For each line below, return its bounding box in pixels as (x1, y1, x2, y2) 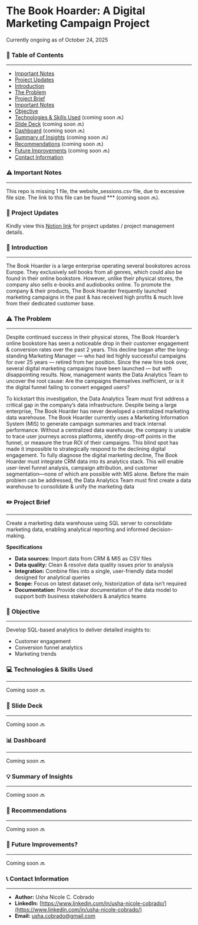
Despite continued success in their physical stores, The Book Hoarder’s (6, 334, 180, 341)
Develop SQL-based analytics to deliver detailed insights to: (6, 626, 151, 633)
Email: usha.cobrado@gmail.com (14, 913, 96, 920)
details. (6, 229, 24, 236)
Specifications (6, 543, 43, 551)
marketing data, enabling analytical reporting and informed (6, 526, 149, 533)
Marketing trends (14, 650, 57, 657)
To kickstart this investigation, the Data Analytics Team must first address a (6, 395, 189, 402)
